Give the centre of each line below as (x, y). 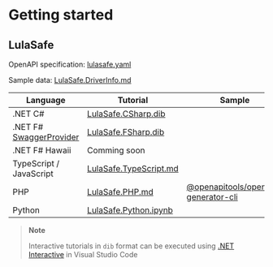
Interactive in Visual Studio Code (83, 254)
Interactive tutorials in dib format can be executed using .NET (131, 246)
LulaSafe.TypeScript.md (132, 168)
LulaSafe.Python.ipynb (130, 210)
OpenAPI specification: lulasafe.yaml (70, 64)
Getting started (61, 15)
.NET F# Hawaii (42, 150)
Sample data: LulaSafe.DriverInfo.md (70, 80)
